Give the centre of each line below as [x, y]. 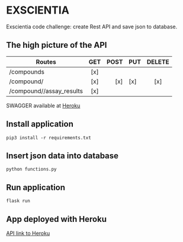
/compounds [27, 71]
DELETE [158, 61]
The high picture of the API [57, 45]
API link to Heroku [28, 233]
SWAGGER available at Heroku [43, 105]
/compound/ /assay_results [46, 91]
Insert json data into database [62, 156]
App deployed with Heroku [56, 219]
